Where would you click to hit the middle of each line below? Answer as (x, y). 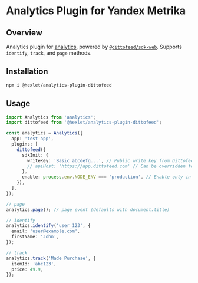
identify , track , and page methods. (49, 53)
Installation (27, 72)
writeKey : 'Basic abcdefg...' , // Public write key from (98, 160)
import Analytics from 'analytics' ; (51, 117)
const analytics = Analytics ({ (44, 133)
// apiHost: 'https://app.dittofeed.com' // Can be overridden (106, 166)
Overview (24, 33)
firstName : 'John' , (35, 237)
